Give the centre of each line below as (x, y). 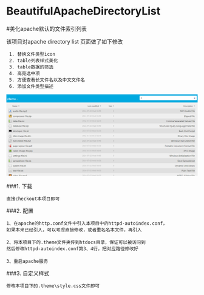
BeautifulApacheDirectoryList (83, 11)
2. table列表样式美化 (33, 61)
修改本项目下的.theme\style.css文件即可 (53, 286)
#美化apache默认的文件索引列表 (46, 28)
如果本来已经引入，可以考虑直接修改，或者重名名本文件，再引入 (74, 230)
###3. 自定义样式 (28, 273)
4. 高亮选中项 (25, 73)
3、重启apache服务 (27, 262)
